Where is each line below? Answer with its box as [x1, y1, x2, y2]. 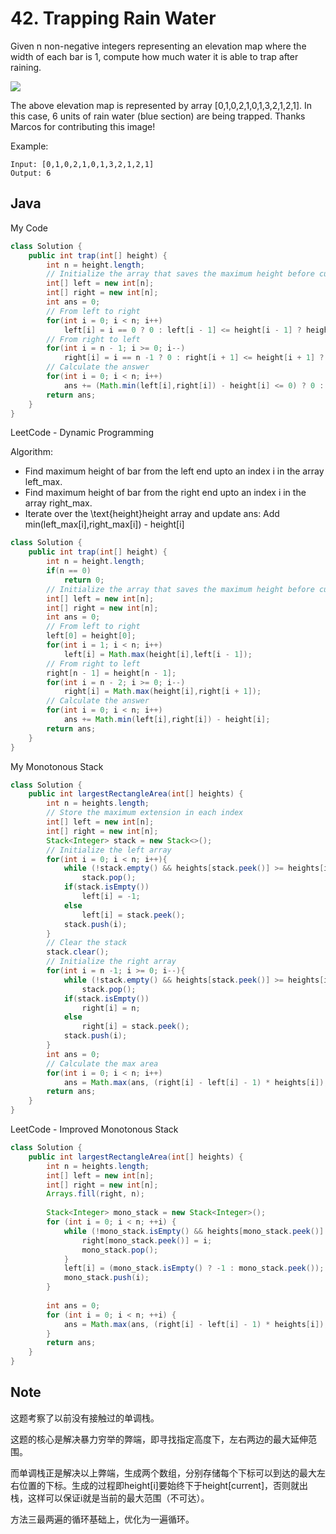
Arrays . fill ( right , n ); [46, 1189, 145, 1199]
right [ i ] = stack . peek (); [81, 1022, 190, 1032]
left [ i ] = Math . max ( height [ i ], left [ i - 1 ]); [63, 649, 253, 659]
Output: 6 [10, 168, 52, 178]
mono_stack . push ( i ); [63, 1273, 150, 1283]
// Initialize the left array [46, 845, 172, 855]
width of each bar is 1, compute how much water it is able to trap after [10, 50, 299, 62]
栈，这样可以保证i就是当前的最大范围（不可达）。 [10, 1492, 210, 1504]
